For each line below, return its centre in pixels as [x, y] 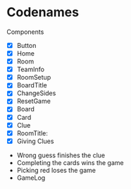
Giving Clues [35, 141]
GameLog [31, 178]
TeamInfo [31, 69]
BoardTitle [32, 85]
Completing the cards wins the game [70, 162]
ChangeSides [36, 93]
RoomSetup [34, 78]
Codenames [43, 12]
